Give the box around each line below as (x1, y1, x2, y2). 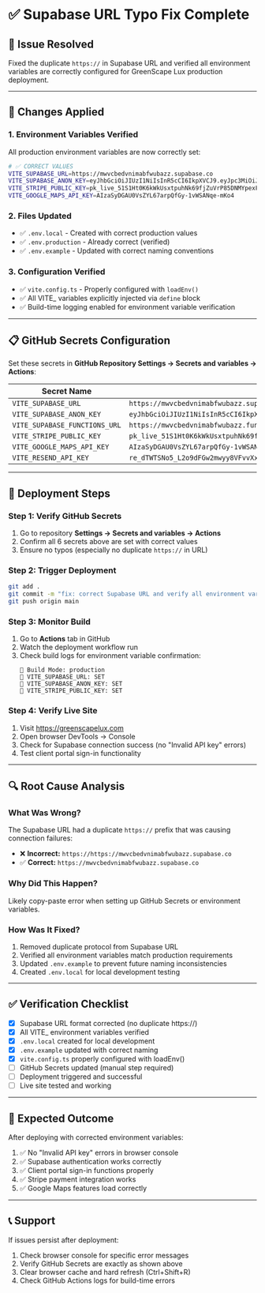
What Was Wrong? (8, 807, 81, 818)
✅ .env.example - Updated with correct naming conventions (19, 246, 215, 256)
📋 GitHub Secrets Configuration (8, 334, 171, 348)
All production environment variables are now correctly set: (8, 147, 201, 156)
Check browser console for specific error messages (19, 1250, 189, 1260)
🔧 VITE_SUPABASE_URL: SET (19, 673, 105, 681)
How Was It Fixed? (8, 924, 80, 935)
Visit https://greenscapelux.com (19, 723, 125, 732)
